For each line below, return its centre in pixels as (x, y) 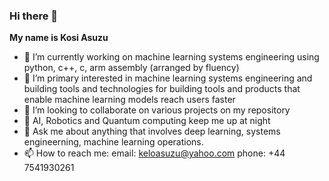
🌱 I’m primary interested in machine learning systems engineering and (168, 78)
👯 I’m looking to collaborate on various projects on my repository (157, 110)
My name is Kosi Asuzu (59, 38)
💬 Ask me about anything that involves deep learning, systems (152, 131)
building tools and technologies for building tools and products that (162, 89)
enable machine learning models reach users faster (129, 100)
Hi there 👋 (34, 16)
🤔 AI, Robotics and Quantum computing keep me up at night (147, 121)
